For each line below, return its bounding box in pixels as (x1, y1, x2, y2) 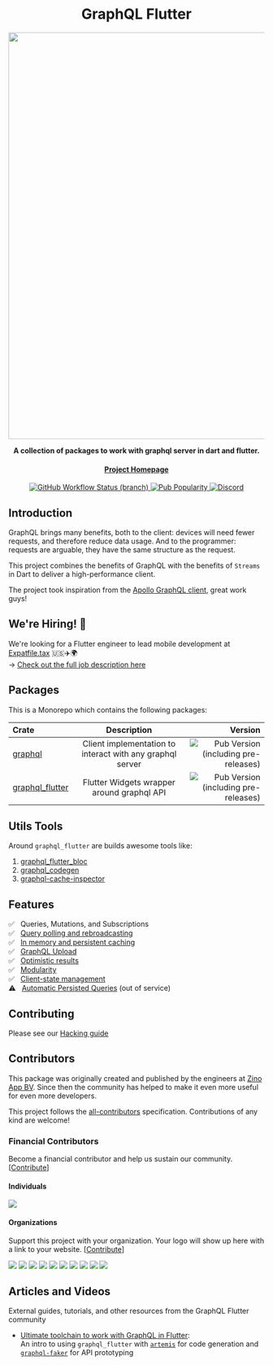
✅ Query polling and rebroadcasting (8, 928, 133, 938)
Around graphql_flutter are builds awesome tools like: (8, 841, 193, 851)
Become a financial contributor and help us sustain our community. (8, 1154, 233, 1164)
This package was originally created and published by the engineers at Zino (8, 1073, 262, 1083)
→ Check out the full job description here (8, 660, 146, 669)
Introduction (8, 506, 73, 520)
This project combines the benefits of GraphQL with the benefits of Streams (8, 560, 261, 570)
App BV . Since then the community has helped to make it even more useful (8, 1082, 258, 1092)
